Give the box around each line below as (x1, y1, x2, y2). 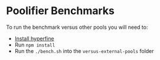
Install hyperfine (14, 35, 54, 42)
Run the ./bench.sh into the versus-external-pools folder (14, 47, 155, 54)
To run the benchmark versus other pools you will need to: (6, 24, 148, 31)
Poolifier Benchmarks (6, 4, 115, 18)
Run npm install (14, 41, 55, 48)
